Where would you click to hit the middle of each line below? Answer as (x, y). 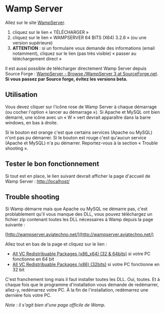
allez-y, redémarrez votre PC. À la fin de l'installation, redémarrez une (77, 290)
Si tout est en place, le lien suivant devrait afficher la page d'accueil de (78, 176)
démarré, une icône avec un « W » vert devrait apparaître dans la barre (78, 117)
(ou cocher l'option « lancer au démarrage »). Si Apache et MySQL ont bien (83, 112)
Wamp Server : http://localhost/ (37, 181)
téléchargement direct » (37, 58)
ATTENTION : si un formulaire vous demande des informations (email (83, 48)
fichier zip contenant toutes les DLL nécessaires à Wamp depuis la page (79, 220)
